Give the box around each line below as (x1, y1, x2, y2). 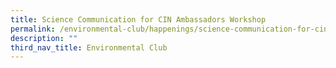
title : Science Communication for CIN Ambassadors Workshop (10, 14, 267, 25)
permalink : (10, 24, 56, 34)
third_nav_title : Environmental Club (10, 42, 168, 53)
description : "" (10, 33, 78, 43)
